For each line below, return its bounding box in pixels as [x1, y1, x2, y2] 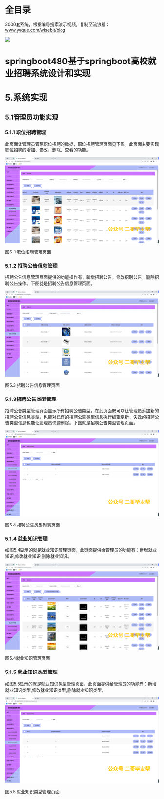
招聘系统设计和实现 [14, 68, 91, 79]
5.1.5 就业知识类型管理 [5, 669, 58, 675]
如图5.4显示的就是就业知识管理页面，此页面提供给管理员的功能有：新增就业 [5, 547, 157, 553]
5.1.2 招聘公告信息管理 [5, 262, 58, 269]
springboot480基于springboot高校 [5, 56, 148, 67]
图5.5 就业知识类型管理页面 [5, 789, 60, 795]
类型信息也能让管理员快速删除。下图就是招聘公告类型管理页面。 [9, 420, 138, 426]
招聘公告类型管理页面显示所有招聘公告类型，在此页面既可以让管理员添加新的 [5, 408, 159, 414]
